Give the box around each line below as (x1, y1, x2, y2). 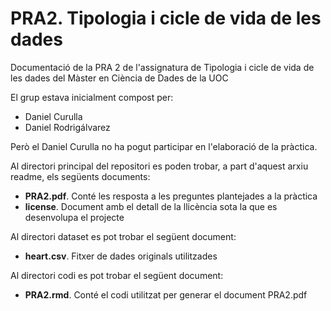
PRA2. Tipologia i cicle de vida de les (10, 7, 322, 30)
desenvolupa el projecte (24, 211, 125, 223)
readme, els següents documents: (10, 170, 151, 182)
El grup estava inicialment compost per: (10, 91, 174, 103)
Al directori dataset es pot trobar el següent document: (10, 230, 237, 242)
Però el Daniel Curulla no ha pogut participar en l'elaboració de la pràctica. (10, 140, 318, 152)
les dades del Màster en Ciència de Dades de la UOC (10, 72, 229, 84)
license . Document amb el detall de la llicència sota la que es (24, 200, 278, 212)
